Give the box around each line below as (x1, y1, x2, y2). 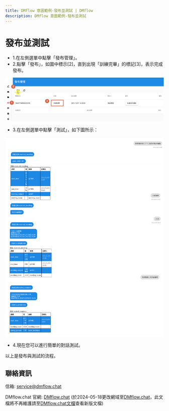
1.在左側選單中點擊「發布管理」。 (12, 55, 80, 61)
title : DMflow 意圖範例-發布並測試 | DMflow (5, 8, 93, 13)
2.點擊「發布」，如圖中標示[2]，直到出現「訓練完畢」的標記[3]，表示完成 (12, 61, 163, 67)
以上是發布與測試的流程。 (5, 353, 58, 359)
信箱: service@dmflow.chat (5, 383, 62, 389)
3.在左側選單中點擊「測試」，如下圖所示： (12, 127, 99, 133)
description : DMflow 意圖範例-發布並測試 (5, 13, 87, 19)
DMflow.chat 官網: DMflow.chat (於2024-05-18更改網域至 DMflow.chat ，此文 (5, 394, 163, 400)
